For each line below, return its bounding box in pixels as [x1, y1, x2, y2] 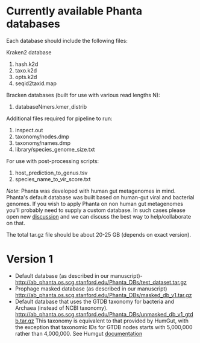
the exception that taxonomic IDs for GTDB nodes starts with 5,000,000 [14, 323, 193, 330]
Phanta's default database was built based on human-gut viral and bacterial [6, 193, 195, 200]
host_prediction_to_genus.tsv [14, 169, 88, 176]
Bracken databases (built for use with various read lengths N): [6, 91, 161, 98]
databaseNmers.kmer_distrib [14, 103, 87, 110]
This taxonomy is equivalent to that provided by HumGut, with [35, 317, 189, 324]
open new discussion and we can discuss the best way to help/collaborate [6, 213, 192, 220]
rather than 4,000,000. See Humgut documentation [14, 330, 143, 337]
